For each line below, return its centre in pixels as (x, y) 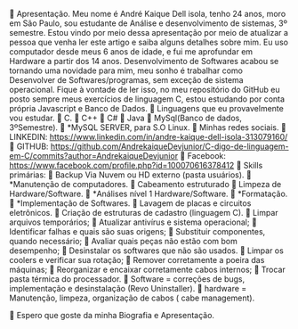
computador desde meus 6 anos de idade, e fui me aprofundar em (131, 52)
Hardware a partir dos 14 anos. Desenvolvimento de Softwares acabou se (144, 61)
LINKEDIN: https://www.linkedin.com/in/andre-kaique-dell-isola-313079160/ (149, 137)
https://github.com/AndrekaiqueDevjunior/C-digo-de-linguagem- (169, 146)
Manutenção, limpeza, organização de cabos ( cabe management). (132, 298)
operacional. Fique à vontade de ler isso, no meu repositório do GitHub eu (145, 90)
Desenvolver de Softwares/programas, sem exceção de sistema (126, 80)
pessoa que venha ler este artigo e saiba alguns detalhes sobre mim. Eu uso (149, 42)
